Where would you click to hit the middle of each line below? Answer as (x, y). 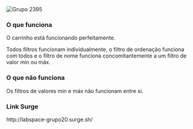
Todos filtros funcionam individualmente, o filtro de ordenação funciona (95, 49)
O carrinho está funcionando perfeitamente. (61, 38)
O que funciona (29, 25)
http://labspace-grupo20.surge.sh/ (49, 119)
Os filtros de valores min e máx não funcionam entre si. (75, 91)
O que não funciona (36, 78)
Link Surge (22, 106)
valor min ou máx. (28, 62)
